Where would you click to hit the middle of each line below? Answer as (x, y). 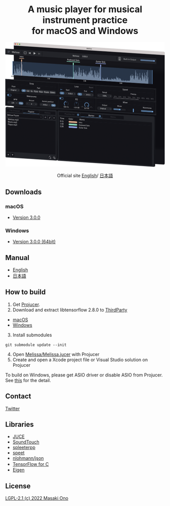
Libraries (19, 424)
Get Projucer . (26, 304)
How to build (26, 292)
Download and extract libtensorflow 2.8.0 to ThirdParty (70, 310)
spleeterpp (24, 448)
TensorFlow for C (31, 464)
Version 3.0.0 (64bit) (34, 242)
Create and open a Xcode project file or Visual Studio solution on (80, 360)
